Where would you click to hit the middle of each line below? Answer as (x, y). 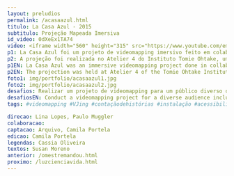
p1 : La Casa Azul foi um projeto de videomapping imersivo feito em (109, 53)
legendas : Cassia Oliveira (46, 143)
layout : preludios (34, 14)
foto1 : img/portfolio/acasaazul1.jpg (62, 78)
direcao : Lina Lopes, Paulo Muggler (60, 117)
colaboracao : (26, 123)
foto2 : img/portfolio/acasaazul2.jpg (62, 85)
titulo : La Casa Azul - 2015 (49, 26)
